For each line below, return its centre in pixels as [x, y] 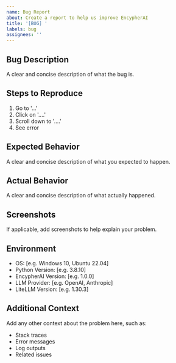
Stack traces [31, 335]
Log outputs [30, 348]
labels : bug [21, 29]
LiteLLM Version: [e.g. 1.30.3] [52, 289]
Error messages [35, 341]
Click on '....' [30, 114]
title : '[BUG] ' [27, 23]
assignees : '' [24, 35]
